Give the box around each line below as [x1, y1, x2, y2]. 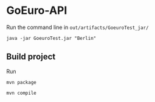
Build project [6, 52, 56, 62]
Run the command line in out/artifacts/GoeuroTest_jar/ [6, 24, 149, 31]
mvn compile [6, 90, 36, 96]
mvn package [6, 79, 36, 85]
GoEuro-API [6, 4, 67, 18]
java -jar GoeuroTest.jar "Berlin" [6, 35, 97, 41]
